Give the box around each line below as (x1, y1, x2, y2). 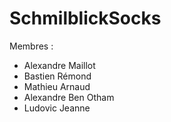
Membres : (9, 40, 54, 52)
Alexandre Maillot (23, 59, 96, 71)
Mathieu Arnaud (23, 80, 91, 92)
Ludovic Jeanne (23, 102, 91, 114)
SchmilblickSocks (9, 7, 162, 30)
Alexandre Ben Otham (23, 91, 115, 103)
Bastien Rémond (23, 70, 92, 82)
